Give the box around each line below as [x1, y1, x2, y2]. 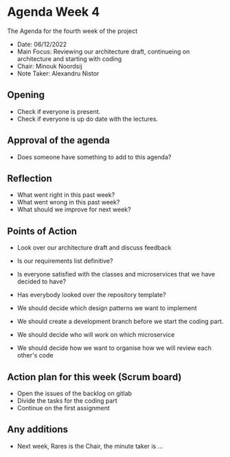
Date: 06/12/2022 [16, 40, 67, 48]
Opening [7, 89, 45, 101]
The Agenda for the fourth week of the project [7, 27, 138, 35]
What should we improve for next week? [16, 205, 132, 213]
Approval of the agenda [7, 134, 110, 146]
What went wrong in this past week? [16, 198, 120, 207]
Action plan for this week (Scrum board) [7, 371, 182, 383]
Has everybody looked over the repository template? [16, 291, 166, 299]
